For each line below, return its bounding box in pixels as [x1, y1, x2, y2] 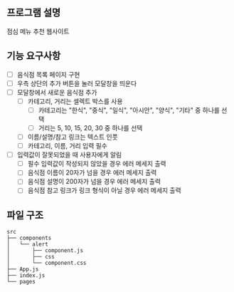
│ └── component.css [6, 259, 87, 267]
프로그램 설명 [6, 6, 61, 19]
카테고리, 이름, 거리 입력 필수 [27, 142, 107, 150]
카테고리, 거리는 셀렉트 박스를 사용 [27, 97, 123, 105]
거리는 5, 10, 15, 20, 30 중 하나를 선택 [38, 123, 143, 132]
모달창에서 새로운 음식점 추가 [16, 88, 97, 96]
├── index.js [6, 272, 46, 279]
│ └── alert [6, 241, 49, 248]
